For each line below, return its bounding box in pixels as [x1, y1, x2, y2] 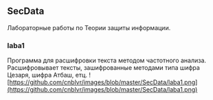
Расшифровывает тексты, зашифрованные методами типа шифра [7, 64, 201, 72]
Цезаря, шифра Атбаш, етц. [7, 71, 88, 79]
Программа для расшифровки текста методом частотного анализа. [7, 56, 207, 64]
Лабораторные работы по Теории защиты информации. [7, 23, 171, 32]
